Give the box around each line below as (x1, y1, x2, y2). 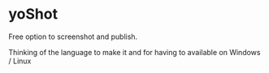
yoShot (8, 5, 59, 24)
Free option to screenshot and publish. (8, 32, 138, 41)
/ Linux (8, 56, 32, 66)
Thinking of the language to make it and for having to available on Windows (8, 47, 261, 57)
